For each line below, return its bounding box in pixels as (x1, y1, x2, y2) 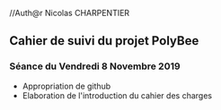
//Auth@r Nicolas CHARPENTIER (9, 8, 130, 18)
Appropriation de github (22, 80, 111, 91)
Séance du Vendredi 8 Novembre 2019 (9, 60, 181, 72)
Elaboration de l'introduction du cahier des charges (22, 89, 213, 101)
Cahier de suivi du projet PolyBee (9, 33, 199, 48)
